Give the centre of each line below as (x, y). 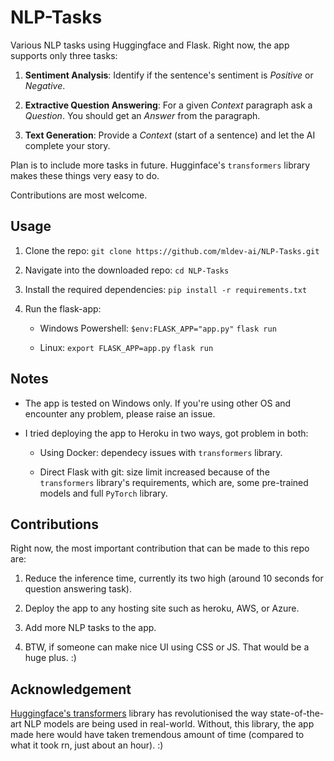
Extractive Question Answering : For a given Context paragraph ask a (168, 105)
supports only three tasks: (64, 55)
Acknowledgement (71, 689)
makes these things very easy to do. (85, 175)
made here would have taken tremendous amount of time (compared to (157, 735)
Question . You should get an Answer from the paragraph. (142, 115)
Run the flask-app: (63, 308)
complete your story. (67, 145)
